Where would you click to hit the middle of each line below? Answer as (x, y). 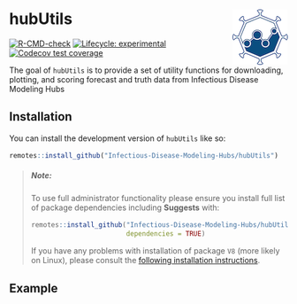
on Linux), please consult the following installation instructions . (145, 261)
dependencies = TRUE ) (166, 234)
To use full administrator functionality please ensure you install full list (158, 198)
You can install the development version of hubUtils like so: (118, 138)
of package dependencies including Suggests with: (125, 207)
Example (34, 288)
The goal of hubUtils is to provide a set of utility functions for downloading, (146, 70)
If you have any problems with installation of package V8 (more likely (155, 251)
